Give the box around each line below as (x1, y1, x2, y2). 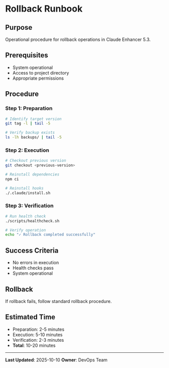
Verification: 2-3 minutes (12, 337, 64, 343)
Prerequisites (5, 51, 48, 59)
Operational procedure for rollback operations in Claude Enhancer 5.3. (5, 36, 151, 42)
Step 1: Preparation (5, 105, 53, 112)
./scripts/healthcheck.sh (5, 218, 59, 223)
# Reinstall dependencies (5, 172, 59, 177)
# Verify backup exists (5, 130, 55, 135)
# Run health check (5, 214, 46, 219)
